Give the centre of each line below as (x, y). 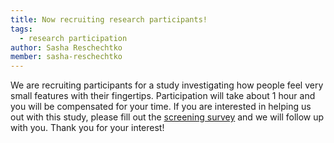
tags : (21, 29)
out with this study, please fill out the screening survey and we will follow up (167, 117)
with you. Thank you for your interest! (87, 128)
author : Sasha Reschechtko (66, 47)
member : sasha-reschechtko (66, 57)
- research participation (73, 38)
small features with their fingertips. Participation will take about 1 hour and (163, 96)
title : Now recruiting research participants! (109, 19)
